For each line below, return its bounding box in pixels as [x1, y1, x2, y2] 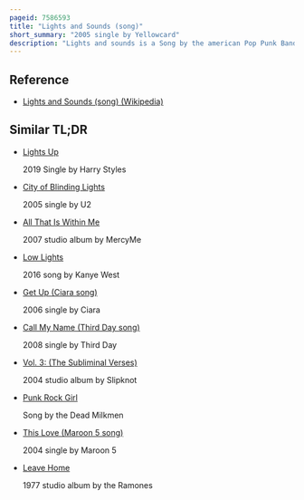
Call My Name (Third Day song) [22, 322, 140, 332]
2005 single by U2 [22, 198, 92, 209]
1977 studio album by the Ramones [22, 479, 154, 490]
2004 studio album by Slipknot [22, 374, 138, 385]
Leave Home [22, 462, 71, 473]
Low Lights [22, 251, 64, 263]
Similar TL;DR [9, 122, 88, 138]
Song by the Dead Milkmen [22, 409, 124, 420]
